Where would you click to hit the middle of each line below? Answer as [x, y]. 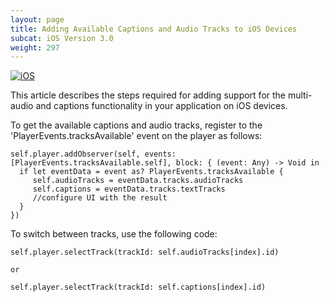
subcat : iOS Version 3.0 [62, 38]
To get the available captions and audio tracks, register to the [136, 125]
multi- [300, 95]
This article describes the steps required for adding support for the [148, 95]
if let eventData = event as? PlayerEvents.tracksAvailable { [151, 172]
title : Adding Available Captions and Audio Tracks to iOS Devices [154, 29]
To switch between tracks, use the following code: [114, 234]
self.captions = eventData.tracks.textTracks [129, 189]
